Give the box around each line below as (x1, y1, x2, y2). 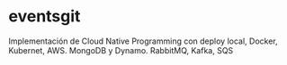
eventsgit (8, 6, 81, 27)
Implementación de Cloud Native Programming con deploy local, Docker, (8, 36, 278, 46)
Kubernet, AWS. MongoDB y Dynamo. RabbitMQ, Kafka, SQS (8, 45, 234, 55)
